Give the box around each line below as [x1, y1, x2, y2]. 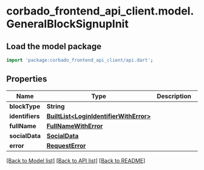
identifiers [9, 112, 40, 120]
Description [157, 92, 191, 100]
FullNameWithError [46, 122, 103, 130]
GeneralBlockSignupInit [6, 17, 129, 31]
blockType [9, 102, 41, 110]
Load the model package [6, 41, 102, 51]
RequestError [46, 141, 86, 149]
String [46, 102, 65, 110]
